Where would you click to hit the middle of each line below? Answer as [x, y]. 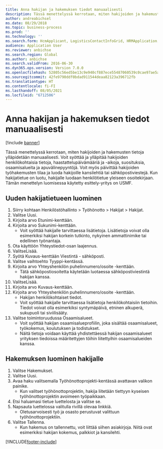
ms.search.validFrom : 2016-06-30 [39, 63]
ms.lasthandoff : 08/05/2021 [34, 91]
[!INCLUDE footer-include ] [31, 442]
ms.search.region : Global [31, 54]
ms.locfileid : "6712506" [30, 95]
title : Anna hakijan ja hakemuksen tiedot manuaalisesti [64, 9]
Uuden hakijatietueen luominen [54, 198]
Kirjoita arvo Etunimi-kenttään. [43, 220]
